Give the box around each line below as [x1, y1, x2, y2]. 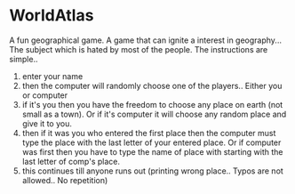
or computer [21, 90, 68, 101]
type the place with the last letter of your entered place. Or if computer [21, 137, 282, 148]
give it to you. [21, 117, 73, 129]
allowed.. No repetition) [21, 174, 108, 185]
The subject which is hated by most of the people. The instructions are [9, 44, 268, 54]
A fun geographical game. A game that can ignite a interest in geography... [9, 35, 283, 45]
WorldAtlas [9, 5, 94, 26]
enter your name [21, 70, 84, 81]
